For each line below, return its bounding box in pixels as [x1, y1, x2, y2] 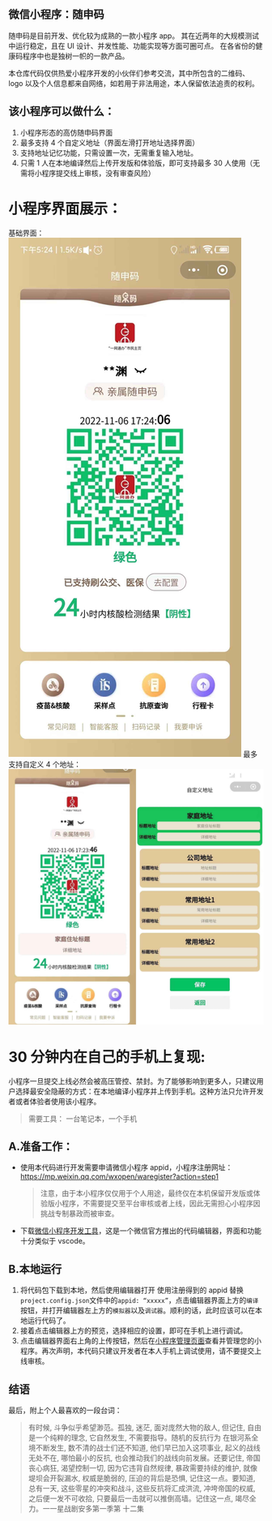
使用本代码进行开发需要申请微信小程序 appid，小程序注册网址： [19, 1162, 233, 1172]
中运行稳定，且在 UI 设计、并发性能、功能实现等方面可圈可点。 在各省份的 [8, 41, 256, 50]
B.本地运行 [8, 1262, 62, 1276]
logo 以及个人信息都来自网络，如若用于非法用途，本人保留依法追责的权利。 [8, 78, 259, 88]
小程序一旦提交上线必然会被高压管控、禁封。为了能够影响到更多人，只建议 [8, 1076, 257, 1085]
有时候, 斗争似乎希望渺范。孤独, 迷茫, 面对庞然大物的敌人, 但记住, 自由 [28, 1422, 261, 1432]
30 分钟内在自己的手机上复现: [8, 1047, 206, 1066]
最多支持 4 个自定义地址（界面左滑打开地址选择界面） [19, 137, 200, 148]
